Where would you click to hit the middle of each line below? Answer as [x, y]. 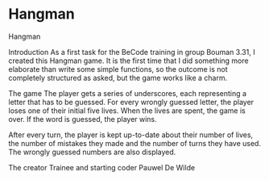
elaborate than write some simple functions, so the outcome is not [118, 69]
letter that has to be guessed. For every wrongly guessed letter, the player [131, 102]
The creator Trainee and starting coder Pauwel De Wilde [102, 167]
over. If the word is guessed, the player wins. [83, 119]
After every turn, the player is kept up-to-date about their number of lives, [131, 135]
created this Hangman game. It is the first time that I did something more [128, 61]
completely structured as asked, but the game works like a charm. [118, 77]
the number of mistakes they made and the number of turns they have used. [135, 143]
